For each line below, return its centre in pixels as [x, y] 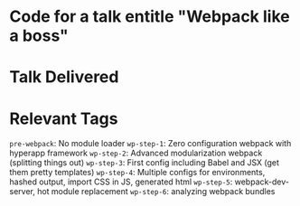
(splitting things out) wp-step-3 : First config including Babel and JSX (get [145, 163]
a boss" [39, 36]
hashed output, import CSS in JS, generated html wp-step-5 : [121, 182]
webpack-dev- [262, 182]
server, [23, 192]
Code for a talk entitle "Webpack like [150, 17]
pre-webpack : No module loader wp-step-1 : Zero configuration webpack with [150, 144]
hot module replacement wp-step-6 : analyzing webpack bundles [156, 192]
